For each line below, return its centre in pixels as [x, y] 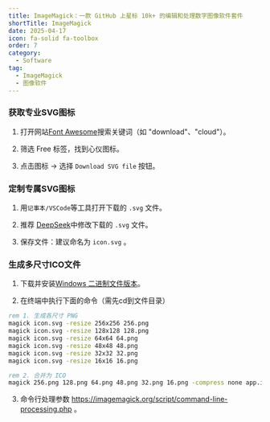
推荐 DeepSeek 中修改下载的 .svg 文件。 [86, 225]
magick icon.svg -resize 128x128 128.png [79, 331]
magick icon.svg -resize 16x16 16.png [73, 361]
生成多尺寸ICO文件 [45, 264]
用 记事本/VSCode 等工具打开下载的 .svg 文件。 [93, 208]
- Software [34, 61]
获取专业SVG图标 [42, 113]
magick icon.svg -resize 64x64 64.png [73, 338]
